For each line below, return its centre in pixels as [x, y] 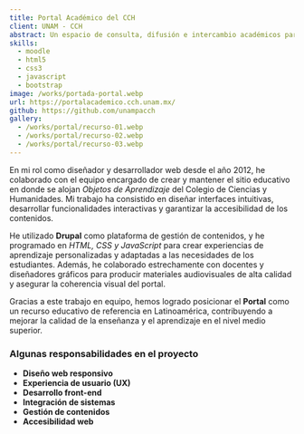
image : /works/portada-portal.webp [76, 93]
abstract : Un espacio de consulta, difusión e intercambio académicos [145, 34]
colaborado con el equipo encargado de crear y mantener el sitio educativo [150, 179]
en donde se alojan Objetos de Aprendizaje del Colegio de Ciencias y [138, 189]
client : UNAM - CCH [46, 26]
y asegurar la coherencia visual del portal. [87, 284]
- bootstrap [40, 85]
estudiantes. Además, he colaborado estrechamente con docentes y [137, 265]
